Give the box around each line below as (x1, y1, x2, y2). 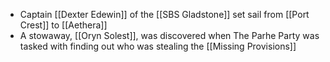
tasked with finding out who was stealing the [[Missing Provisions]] (19, 40, 297, 52)
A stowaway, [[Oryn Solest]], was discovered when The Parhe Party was (19, 30, 320, 41)
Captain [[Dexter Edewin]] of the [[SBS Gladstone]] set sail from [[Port (19, 9, 310, 20)
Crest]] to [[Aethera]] (19, 19, 108, 31)
